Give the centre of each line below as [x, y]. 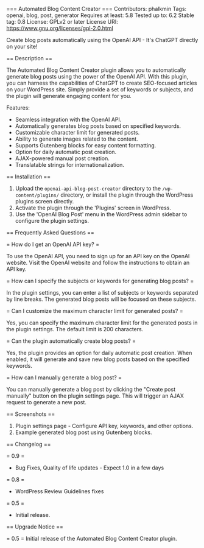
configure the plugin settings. [52, 221]
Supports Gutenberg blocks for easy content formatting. [86, 145]
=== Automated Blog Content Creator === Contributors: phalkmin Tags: [97, 9]
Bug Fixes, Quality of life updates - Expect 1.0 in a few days [90, 468]
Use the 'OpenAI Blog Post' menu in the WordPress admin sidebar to [101, 214]
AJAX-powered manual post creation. [62, 158]
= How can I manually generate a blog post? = [64, 378]
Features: [18, 108]
